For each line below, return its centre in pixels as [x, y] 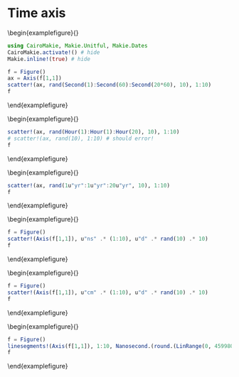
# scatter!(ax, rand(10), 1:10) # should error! [81, 138]
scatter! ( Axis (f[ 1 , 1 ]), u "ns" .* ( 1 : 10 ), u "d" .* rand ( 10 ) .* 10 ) [108, 239]
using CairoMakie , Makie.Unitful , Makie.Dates [78, 45]
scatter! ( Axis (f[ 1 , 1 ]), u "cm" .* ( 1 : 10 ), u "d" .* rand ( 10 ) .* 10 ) [108, 293]
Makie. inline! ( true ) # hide [49, 59]
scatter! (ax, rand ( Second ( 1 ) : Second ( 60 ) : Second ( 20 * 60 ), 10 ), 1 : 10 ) [110, 85]
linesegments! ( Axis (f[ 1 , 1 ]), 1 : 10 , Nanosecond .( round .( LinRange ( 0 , [110, 346]
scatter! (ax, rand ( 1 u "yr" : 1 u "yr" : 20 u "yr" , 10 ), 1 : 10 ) [89, 185]
